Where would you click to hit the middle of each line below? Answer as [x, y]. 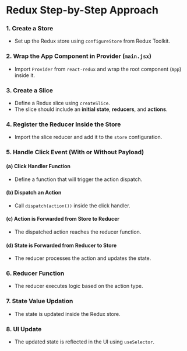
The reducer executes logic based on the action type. [79, 286]
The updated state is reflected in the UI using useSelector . [84, 342]
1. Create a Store [30, 29]
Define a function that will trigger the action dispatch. [78, 179]
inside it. [24, 75]
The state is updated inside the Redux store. [67, 314]
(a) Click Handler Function [38, 166]
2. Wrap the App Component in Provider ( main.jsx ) [79, 56]
